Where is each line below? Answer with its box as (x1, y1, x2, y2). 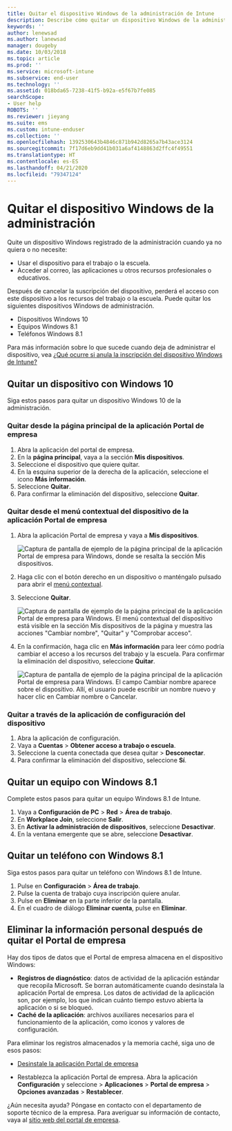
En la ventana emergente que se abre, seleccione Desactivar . (17, 829, 193, 838)
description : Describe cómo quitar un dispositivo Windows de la (7, 17, 199, 24)
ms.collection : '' (7, 132, 60, 139)
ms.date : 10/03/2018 (7, 49, 67, 56)
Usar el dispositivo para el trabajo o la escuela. (17, 259, 151, 267)
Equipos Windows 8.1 (17, 322, 78, 331)
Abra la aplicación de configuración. (17, 734, 121, 742)
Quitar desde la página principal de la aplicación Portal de (7, 421, 204, 431)
